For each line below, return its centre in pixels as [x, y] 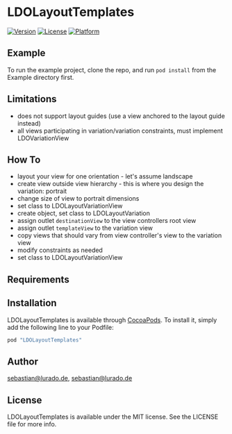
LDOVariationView [43, 138]
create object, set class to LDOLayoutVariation [84, 213]
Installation [32, 303]
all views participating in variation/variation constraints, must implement [120, 131]
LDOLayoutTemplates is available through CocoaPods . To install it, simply [112, 319]
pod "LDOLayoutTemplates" [44, 340]
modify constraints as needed [60, 250]
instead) [29, 123]
